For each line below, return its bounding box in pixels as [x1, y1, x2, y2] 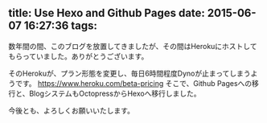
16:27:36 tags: [23, 19, 98, 33]
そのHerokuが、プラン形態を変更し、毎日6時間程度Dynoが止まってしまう [8, 68, 251, 78]
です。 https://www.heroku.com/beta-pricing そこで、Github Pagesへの [14, 78, 253, 88]
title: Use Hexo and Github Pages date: [8, 6, 205, 20]
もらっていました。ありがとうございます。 [8, 51, 149, 61]
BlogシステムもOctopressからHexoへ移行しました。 [29, 88, 201, 98]
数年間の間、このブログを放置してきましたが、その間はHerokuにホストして [8, 41, 257, 51]
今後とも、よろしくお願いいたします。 [8, 105, 135, 115]
